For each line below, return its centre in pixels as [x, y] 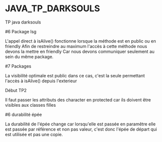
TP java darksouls [23, 22]
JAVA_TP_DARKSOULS [53, 9]
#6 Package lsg [21, 31]
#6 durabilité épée [23, 114]
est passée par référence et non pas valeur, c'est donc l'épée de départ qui [81, 129]
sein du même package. [29, 56]
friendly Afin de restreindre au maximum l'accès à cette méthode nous [76, 46]
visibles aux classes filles [31, 105]
